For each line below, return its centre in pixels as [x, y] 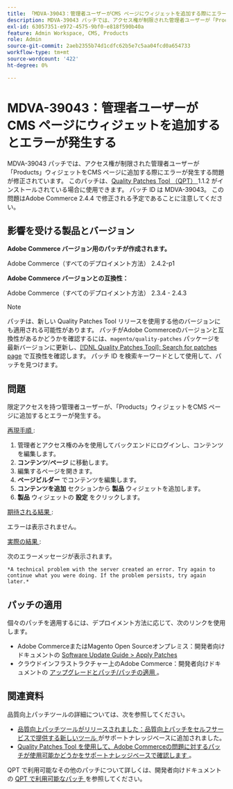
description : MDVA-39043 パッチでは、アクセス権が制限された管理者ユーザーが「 [112, 20]
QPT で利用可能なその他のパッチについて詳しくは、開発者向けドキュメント [114, 770]
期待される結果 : [30, 512]
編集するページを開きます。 [57, 471]
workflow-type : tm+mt [38, 53]
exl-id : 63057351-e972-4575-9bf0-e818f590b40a [76, 26]
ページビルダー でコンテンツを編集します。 [79, 480]
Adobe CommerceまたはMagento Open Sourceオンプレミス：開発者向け [121, 646]
